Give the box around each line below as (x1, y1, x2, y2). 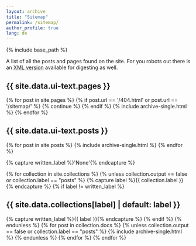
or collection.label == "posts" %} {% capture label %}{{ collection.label (6, 176, 178, 183)
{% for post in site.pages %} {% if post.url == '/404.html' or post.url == (6, 96, 178, 103)
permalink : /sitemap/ (6, 19, 59, 25)
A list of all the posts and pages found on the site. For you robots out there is (6, 58, 191, 65)
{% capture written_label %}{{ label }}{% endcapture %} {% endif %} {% (6, 215, 183, 223)
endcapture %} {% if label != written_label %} (14, 183, 125, 190)
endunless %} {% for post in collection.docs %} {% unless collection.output (6, 221, 189, 228)
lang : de (6, 30, 27, 36)
